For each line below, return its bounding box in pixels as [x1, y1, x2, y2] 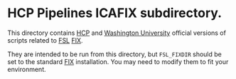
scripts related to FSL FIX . [7, 36, 83, 44]
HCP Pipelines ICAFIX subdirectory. [7, 5, 222, 21]
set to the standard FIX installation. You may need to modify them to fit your [7, 57, 229, 65]
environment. [7, 65, 46, 73]
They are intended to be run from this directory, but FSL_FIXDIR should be [7, 50, 222, 58]
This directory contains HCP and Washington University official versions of [7, 28, 226, 37]
